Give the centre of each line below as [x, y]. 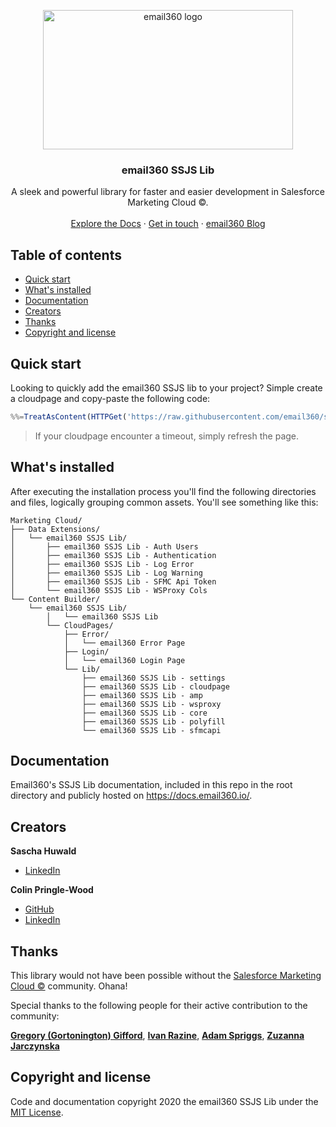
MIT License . [37, 1112]
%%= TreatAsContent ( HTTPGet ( [69, 416]
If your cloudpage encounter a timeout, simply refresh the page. [167, 436]
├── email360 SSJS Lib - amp [142, 695]
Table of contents [66, 255]
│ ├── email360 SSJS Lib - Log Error [102, 564]
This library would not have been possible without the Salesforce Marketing [166, 976]
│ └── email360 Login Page [124, 660]
